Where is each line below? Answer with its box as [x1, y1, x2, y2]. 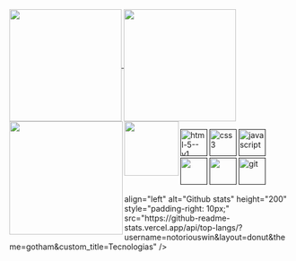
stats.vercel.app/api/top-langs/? [124, 222, 243, 232]
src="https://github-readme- [124, 213, 231, 223]
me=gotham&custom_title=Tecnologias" [9, 241, 157, 252]
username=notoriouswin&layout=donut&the [124, 232, 285, 242]
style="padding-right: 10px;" [124, 204, 231, 213]
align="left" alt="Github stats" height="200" [124, 194, 287, 204]
